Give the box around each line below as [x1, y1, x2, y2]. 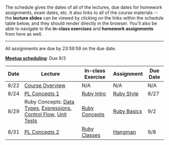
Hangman [113, 128, 136, 135]
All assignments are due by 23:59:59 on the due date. [5, 45, 117, 51]
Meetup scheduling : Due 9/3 [5, 55, 66, 61]
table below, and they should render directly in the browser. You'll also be [5, 20, 157, 26]
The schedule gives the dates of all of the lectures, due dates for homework [5, 5, 162, 10]
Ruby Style [113, 90, 139, 97]
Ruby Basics [113, 108, 142, 115]
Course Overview [24, 82, 66, 89]
